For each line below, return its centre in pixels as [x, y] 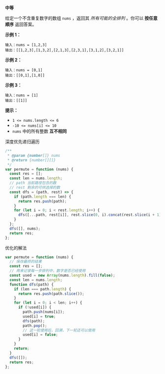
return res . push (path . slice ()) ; [51, 294]
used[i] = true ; [39, 316]
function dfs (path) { [32, 285]
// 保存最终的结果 [26, 262]
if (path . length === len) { [42, 197]
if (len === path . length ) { [42, 289]
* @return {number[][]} [31, 160]
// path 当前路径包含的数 [33, 183]
